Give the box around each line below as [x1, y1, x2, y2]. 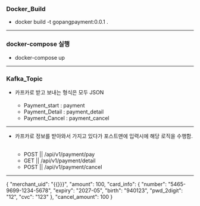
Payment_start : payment [23, 102, 85, 109]
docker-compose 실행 [6, 40, 70, 48]
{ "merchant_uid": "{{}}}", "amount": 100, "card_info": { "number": [6, 180, 167, 187]
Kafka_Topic [6, 74, 43, 82]
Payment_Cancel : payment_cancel [23, 114, 110, 121]
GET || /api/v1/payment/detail [23, 157, 96, 164]
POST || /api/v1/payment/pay [23, 150, 95, 158]
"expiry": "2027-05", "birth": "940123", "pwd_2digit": [53, 187, 183, 194]
